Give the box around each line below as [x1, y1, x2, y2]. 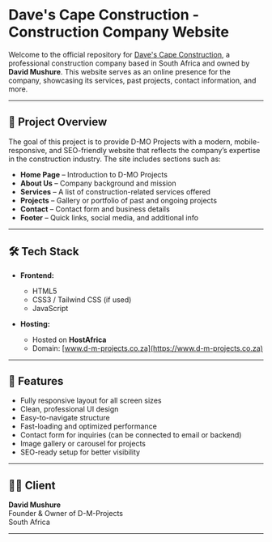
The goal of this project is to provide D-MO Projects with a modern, [8, 136, 233, 147]
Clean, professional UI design [19, 404, 119, 414]
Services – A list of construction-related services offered [19, 186, 210, 196]
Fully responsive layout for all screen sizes [19, 395, 162, 406]
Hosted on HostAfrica [32, 335, 107, 344]
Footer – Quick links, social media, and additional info [19, 212, 199, 222]
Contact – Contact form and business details [19, 204, 170, 214]
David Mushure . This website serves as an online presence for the [8, 66, 231, 76]
